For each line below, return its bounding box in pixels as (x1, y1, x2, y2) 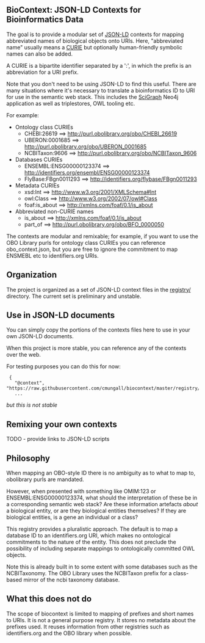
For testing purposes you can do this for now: (6, 363, 121, 370)
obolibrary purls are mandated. (6, 476, 84, 483)
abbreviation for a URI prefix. (6, 68, 79, 76)
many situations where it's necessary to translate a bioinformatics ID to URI (6, 87, 195, 94)
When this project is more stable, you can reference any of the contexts (6, 344, 187, 352)
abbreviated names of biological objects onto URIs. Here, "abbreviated (6, 37, 184, 45)
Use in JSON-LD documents (6, 310, 115, 321)
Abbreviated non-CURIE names (15, 208, 94, 215)
